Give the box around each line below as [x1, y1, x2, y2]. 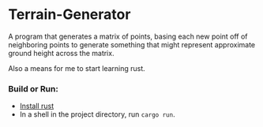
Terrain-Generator [8, 6, 131, 24]
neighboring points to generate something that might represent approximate [8, 39, 256, 49]
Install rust [19, 101, 54, 111]
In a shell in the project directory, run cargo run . [19, 110, 175, 119]
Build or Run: [8, 83, 59, 94]
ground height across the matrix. [8, 48, 115, 58]
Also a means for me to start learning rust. [8, 63, 146, 73]
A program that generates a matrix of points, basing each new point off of [8, 32, 248, 41]
